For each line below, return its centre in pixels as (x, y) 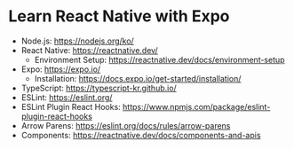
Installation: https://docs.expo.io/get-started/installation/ (138, 78)
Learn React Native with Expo (119, 16)
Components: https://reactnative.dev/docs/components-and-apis (141, 135)
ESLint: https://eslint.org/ (67, 97)
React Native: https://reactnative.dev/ (90, 50)
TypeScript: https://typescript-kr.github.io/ (99, 88)
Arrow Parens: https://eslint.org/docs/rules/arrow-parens (126, 125)
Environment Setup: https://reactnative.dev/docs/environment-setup (159, 59)
